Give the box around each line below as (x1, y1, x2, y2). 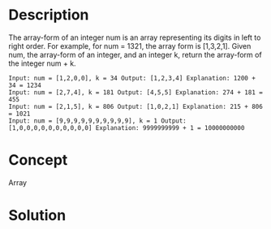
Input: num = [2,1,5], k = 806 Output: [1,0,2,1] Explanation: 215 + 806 (8, 102, 264, 110)
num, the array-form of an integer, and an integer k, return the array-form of (8, 50, 262, 59)
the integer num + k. (8, 58, 76, 68)
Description (8, 6, 89, 24)
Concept (8, 151, 68, 170)
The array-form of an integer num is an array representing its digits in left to (8, 32, 261, 42)
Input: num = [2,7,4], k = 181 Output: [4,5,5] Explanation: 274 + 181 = (8, 88, 264, 97)
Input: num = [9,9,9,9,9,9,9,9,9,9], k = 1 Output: (8, 116, 187, 125)
